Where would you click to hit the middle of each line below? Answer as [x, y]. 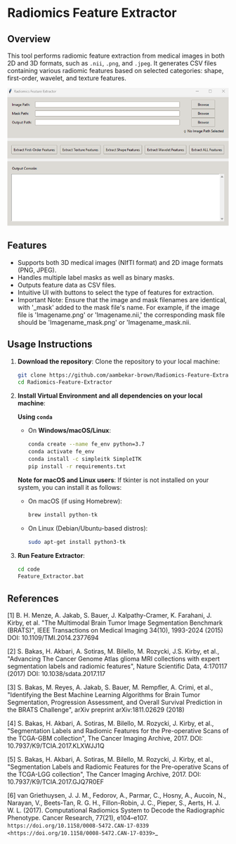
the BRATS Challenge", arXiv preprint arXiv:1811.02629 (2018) [96, 710]
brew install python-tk [63, 514]
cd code [28, 569]
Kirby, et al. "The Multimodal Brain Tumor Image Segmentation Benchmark [115, 623]
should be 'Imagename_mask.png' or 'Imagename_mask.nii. [104, 322]
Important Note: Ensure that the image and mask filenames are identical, [122, 299]
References [33, 598]
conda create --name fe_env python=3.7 [86, 444]
